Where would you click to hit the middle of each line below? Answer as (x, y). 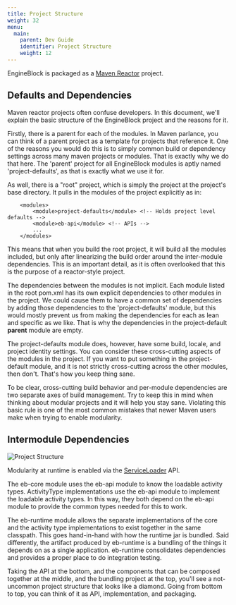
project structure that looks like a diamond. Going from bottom (132, 586)
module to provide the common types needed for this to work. (98, 506)
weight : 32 (23, 20)
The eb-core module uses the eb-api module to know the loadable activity (115, 484)
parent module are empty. (45, 330)
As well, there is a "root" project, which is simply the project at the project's (117, 185)
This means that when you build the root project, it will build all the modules (117, 249)
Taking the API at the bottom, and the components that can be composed (114, 571)
